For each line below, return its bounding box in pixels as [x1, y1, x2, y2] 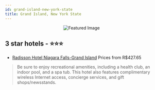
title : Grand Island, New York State [5, 12, 82, 16]
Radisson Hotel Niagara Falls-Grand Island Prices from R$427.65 [12, 55, 142, 60]
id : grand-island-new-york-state [5, 7, 73, 12]
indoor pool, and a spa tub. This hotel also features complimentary [17, 69, 150, 75]
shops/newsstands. [17, 79, 57, 85]
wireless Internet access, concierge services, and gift [17, 75, 124, 80]
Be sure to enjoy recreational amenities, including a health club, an [17, 64, 151, 70]
